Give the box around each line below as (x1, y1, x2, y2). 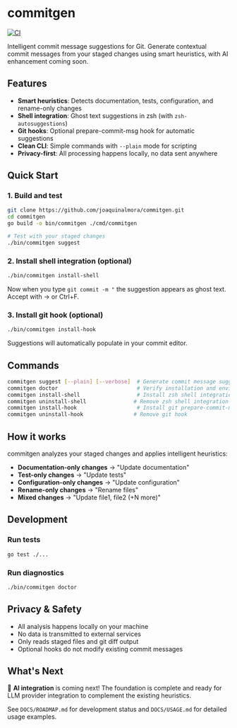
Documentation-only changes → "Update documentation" (17, 463, 190, 472)
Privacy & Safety (7, 603, 83, 616)
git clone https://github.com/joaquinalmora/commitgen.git (7, 207, 185, 214)
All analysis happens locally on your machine (17, 622, 149, 630)
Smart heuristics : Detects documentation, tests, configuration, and (17, 96, 214, 105)
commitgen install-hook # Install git (7, 405, 178, 412)
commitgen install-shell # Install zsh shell (7, 391, 197, 398)
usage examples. (7, 712, 57, 721)
